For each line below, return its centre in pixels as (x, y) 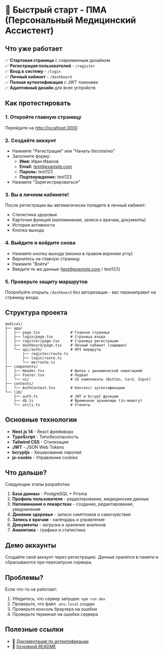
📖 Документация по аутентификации (50, 641)
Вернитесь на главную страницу (46, 259)
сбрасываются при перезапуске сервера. (49, 562)
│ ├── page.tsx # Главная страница (57, 332)
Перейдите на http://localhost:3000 (41, 128)
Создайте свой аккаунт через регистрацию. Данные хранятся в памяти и (82, 557)
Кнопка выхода (28, 230)
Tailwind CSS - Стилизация (40, 442)
